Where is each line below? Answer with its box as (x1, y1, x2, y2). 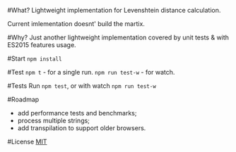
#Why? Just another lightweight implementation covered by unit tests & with (7, 33, 230, 42)
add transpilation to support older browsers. (17, 124, 146, 132)
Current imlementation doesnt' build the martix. (7, 20, 145, 27)
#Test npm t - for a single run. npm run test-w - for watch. (7, 68, 175, 76)
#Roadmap (7, 95, 40, 103)
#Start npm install (7, 54, 62, 63)
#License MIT (7, 137, 47, 146)
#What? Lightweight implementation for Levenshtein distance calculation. (7, 6, 221, 14)
